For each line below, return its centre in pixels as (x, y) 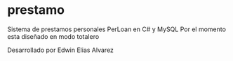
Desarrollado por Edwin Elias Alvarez (61, 50)
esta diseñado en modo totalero (53, 36)
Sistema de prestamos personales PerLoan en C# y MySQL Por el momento (117, 29)
